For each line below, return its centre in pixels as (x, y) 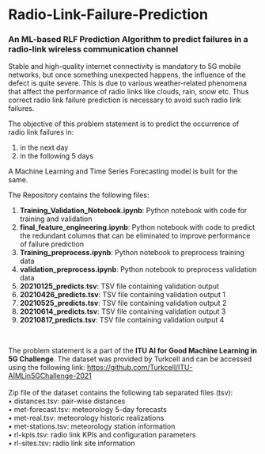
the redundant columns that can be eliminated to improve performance (135, 236)
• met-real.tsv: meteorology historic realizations (86, 418)
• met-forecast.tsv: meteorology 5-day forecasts (88, 410)
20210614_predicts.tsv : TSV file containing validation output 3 (123, 311)
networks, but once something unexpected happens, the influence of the (127, 75)
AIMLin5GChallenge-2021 (50, 376)
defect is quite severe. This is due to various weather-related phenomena (128, 83)
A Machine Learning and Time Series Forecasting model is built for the (123, 171)
